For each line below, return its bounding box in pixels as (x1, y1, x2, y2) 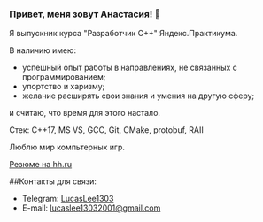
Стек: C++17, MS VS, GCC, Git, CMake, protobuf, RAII (9, 125, 204, 135)
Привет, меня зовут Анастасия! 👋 (9, 8, 161, 20)
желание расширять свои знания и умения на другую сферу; (21, 90, 255, 101)
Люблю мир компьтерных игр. (9, 142, 126, 153)
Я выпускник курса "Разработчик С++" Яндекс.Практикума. (9, 28, 238, 39)
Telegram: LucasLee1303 (21, 194, 114, 204)
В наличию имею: (9, 45, 77, 56)
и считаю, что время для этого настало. (9, 108, 161, 119)
